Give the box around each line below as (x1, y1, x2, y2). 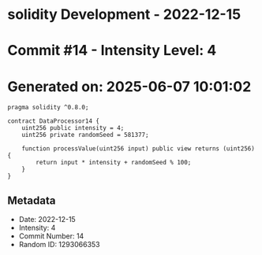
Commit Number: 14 (18, 231, 84, 241)
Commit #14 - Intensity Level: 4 (7, 42, 217, 60)
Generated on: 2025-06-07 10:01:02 (7, 77, 252, 95)
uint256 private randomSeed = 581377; (21, 131, 149, 139)
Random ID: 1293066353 (18, 240, 100, 249)
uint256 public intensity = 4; (21, 124, 125, 132)
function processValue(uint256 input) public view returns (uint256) (21, 145, 256, 153)
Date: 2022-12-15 (18, 215, 76, 224)
